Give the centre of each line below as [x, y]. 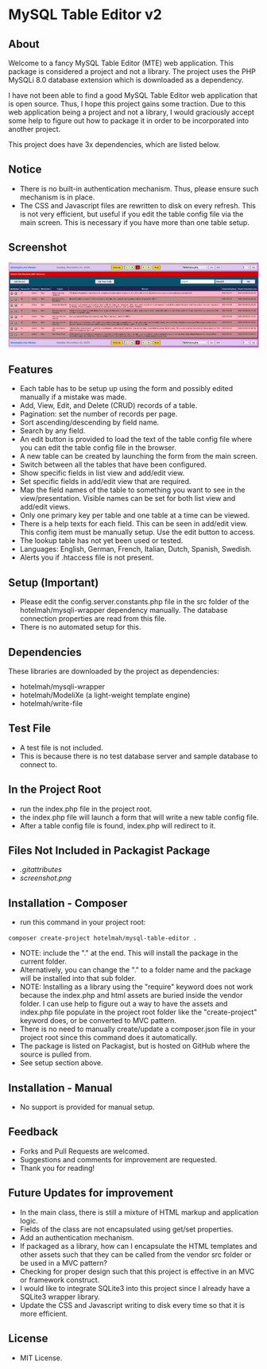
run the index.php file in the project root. [86, 809]
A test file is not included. [61, 747]
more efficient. [44, 1313]
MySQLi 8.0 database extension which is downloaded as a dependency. [126, 80]
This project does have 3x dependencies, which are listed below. [114, 144]
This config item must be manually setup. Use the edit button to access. [137, 532]
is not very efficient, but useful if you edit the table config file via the [132, 214]
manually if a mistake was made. [73, 397]
